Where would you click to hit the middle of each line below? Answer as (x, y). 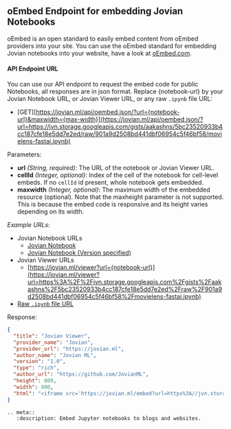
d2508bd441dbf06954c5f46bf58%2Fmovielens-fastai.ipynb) (114, 297)
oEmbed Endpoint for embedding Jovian (95, 11)
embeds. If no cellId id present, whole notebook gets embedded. (110, 183)
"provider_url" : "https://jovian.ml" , (69, 349)
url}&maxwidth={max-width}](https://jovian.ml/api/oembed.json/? (110, 119)
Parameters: (24, 154)
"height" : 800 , (35, 381)
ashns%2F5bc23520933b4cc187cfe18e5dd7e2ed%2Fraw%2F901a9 (124, 289)
